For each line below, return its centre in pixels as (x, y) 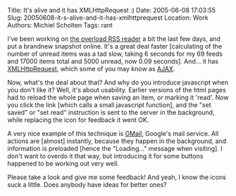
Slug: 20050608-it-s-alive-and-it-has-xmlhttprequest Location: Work (108, 18)
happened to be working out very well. (63, 164)
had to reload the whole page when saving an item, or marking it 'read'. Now (118, 97)
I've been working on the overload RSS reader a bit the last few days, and (114, 39)
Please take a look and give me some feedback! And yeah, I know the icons (117, 177)
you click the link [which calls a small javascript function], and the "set (109, 105)
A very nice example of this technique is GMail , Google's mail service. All (113, 134)
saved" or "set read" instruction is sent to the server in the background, (111, 112)
